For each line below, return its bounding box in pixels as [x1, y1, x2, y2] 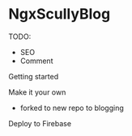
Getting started [8, 71, 59, 81]
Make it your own [8, 87, 66, 97]
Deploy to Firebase [8, 118, 71, 128]
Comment [19, 56, 53, 66]
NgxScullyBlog [8, 5, 111, 23]
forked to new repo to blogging [19, 103, 124, 113]
